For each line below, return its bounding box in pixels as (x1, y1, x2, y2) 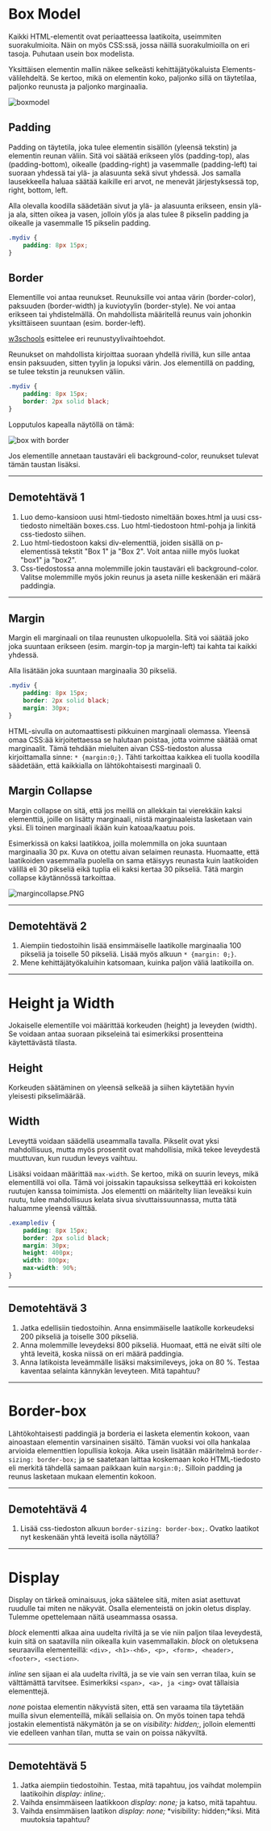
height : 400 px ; (23, 1249, 74, 1257)
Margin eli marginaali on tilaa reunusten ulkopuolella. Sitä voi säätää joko (8, 633, 249, 643)
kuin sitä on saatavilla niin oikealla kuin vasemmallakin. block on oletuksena (8, 1636, 259, 1646)
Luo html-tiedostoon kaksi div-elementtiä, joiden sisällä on (19, 538, 215, 547)
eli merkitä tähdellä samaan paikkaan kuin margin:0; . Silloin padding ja (8, 1462, 243, 1472)
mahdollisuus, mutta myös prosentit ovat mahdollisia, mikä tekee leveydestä (8, 1145, 261, 1154)
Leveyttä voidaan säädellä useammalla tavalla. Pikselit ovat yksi (8, 1136, 219, 1145)
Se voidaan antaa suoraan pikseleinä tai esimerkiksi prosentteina (8, 1029, 223, 1039)
